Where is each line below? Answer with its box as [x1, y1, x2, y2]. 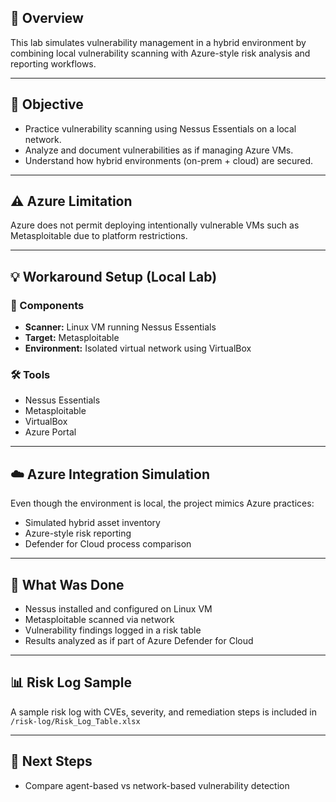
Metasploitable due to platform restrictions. [10, 230, 188, 242]
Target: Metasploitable [24, 332, 120, 344]
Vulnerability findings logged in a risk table [24, 624, 202, 636]
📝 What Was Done [10, 576, 125, 593]
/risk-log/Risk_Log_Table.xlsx [10, 716, 141, 726]
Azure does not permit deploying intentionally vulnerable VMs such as [10, 219, 300, 231]
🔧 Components [10, 298, 85, 312]
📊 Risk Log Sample [10, 674, 132, 691]
